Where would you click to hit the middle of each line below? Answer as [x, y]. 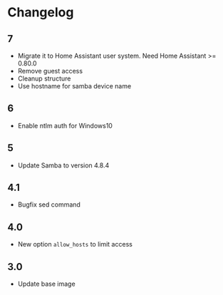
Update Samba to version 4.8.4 [63, 165]
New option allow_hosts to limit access [75, 244]
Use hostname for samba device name [74, 86]
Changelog [41, 12]
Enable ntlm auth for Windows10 [65, 125]
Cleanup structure [44, 78]
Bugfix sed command [49, 205]
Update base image [47, 284]
